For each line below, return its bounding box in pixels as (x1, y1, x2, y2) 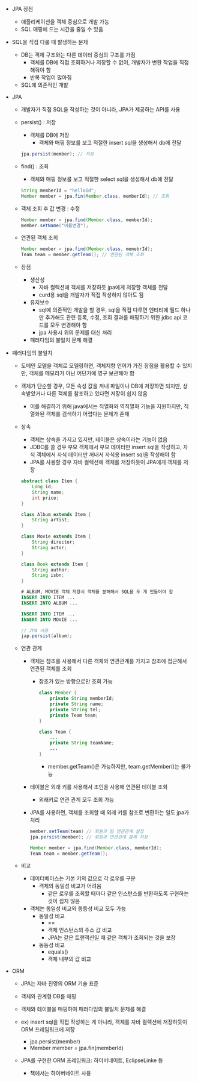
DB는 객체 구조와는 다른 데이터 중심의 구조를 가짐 (20, 51, 136, 58)
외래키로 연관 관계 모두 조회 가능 (38, 796, 115, 803)
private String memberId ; (49, 696, 115, 702)
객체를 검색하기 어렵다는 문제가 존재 (46, 410, 130, 418)
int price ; (32, 495, 59, 501)
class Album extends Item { (20, 511, 91, 517)
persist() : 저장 (20, 119, 56, 125)
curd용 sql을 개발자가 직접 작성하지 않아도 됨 (38, 291, 144, 298)
